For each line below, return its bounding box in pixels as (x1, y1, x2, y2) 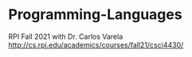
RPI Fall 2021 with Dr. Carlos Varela (8, 32, 123, 41)
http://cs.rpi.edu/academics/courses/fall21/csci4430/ (8, 40, 184, 49)
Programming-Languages (8, 6, 182, 24)
